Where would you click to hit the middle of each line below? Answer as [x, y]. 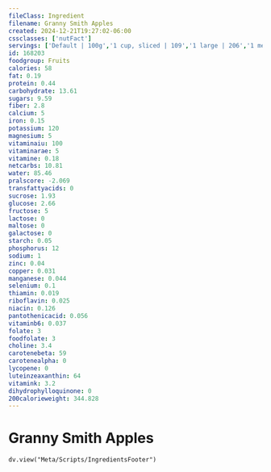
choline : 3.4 [30, 346]
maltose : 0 [27, 226]
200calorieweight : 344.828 [54, 399]
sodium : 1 [25, 256]
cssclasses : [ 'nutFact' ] [50, 38]
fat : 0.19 [25, 76]
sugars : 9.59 [30, 98]
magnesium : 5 [30, 136]
